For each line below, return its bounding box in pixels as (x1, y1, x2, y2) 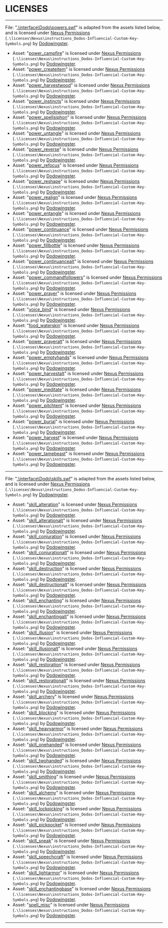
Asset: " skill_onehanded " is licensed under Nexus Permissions (12, 742, 141, 748)
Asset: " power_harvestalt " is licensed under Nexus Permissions (12, 370, 144, 376)
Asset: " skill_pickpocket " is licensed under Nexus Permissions (12, 821, 141, 828)
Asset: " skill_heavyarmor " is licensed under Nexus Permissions (12, 726, 143, 732)
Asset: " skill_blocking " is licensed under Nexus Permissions (12, 709, 136, 715)
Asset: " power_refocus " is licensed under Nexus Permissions (12, 162, 139, 168)
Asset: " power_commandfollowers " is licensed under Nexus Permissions (12, 274, 162, 280)
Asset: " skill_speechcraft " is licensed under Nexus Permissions (12, 854, 143, 860)
